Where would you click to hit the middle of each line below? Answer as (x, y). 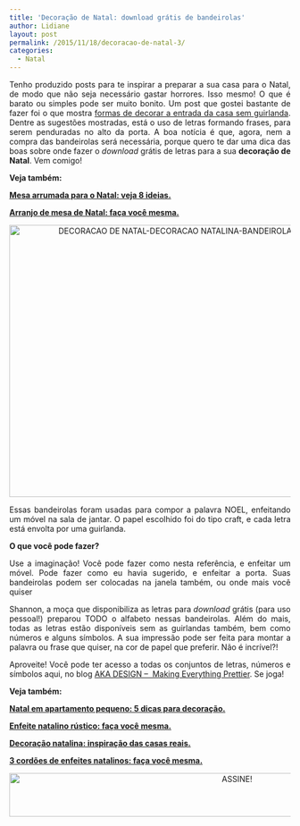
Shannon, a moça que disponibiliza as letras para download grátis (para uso (150, 609)
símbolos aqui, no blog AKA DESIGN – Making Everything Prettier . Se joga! (147, 674)
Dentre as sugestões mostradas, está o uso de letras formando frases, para (150, 122)
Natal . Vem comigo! (46, 160)
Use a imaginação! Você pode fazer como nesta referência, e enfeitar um (150, 563)
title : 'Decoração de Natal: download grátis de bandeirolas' (127, 17)
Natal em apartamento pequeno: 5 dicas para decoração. (117, 708)
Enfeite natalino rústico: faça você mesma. (91, 726)
